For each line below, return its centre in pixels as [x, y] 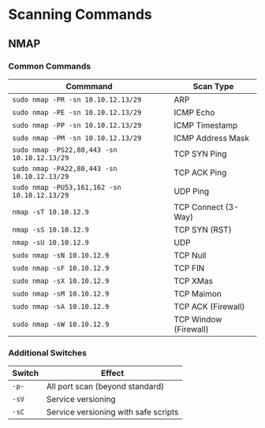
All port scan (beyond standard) [105, 386]
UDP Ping [192, 191]
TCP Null [190, 255]
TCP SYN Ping [200, 154]
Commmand [89, 86]
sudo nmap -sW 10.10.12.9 [61, 324]
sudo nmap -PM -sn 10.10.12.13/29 [77, 138]
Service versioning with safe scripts [112, 412]
